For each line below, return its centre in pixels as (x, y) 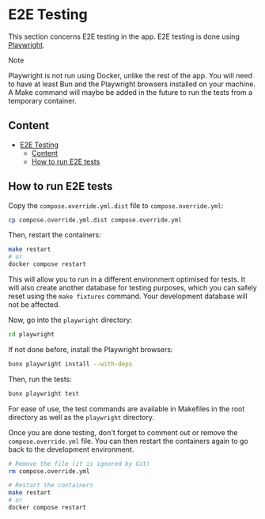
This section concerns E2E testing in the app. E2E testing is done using (124, 36)
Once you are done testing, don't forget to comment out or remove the (123, 432)
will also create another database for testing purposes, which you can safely (132, 288)
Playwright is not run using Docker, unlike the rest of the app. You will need (131, 75)
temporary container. (42, 100)
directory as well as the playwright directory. (81, 417)
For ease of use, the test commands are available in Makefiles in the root (127, 408)
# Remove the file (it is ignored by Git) (79, 464)
